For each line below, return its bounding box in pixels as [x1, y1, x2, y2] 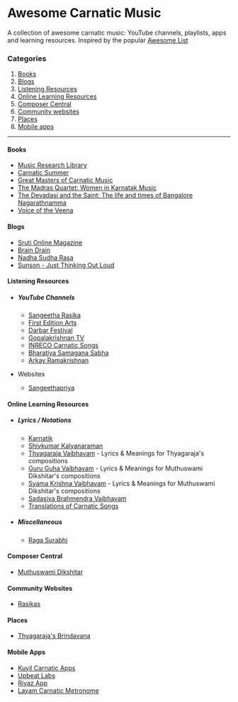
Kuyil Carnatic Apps [17, 664, 76, 672]
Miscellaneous [17, 518, 62, 526]
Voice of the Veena [17, 206, 74, 215]
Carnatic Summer [17, 169, 69, 177]
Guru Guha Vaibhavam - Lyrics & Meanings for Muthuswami [28, 464, 203, 472]
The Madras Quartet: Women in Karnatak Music [17, 183, 157, 192]
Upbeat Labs [17, 671, 55, 679]
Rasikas [17, 600, 41, 608]
